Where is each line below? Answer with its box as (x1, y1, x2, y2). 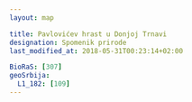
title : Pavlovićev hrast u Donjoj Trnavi (9, 29, 168, 39)
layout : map (9, 13, 54, 23)
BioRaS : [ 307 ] (9, 62, 63, 72)
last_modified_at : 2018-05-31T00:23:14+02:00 (9, 46, 183, 55)
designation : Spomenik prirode (9, 38, 127, 47)
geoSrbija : (9, 71, 50, 80)
